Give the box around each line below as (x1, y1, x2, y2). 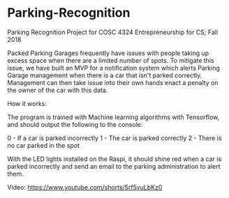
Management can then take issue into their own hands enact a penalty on (7, 78, 219, 86)
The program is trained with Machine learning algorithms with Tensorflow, (7, 113, 220, 121)
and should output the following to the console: (7, 120, 143, 128)
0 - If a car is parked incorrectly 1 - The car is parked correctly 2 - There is (7, 134, 222, 142)
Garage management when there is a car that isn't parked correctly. (7, 71, 202, 79)
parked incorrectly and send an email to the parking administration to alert (7, 162, 221, 170)
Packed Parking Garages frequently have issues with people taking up (7, 49, 209, 57)
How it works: (7, 99, 47, 107)
